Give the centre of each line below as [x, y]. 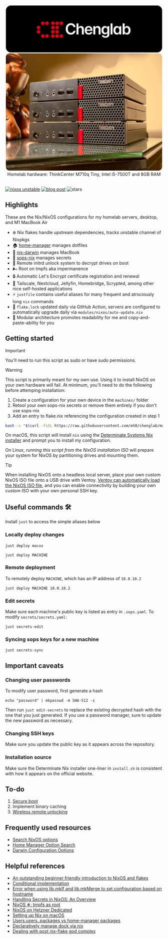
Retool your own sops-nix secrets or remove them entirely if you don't [84, 405]
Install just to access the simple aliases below [53, 522]
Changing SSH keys [30, 733]
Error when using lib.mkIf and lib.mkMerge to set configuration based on [87, 889]
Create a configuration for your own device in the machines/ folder [80, 400]
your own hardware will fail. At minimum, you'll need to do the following [79, 385]
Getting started [29, 338]
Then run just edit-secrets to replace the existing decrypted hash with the [83, 710]
